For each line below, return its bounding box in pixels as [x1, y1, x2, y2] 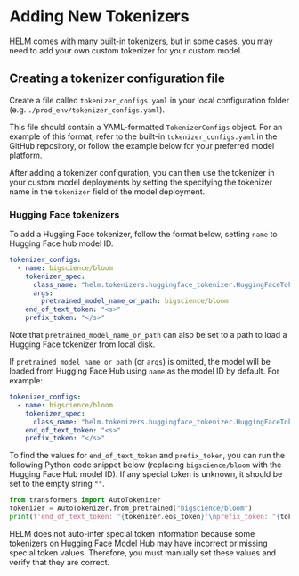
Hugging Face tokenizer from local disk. [9, 339, 156, 350]
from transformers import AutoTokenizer [9, 496, 162, 505]
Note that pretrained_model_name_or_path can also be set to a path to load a [9, 330, 287, 341]
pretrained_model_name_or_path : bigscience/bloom [41, 297, 229, 306]
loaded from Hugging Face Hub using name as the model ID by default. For [9, 366, 280, 376]
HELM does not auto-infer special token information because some [9, 528, 255, 539]
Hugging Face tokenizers [9, 208, 120, 220]
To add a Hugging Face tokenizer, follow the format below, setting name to [9, 229, 278, 240]
